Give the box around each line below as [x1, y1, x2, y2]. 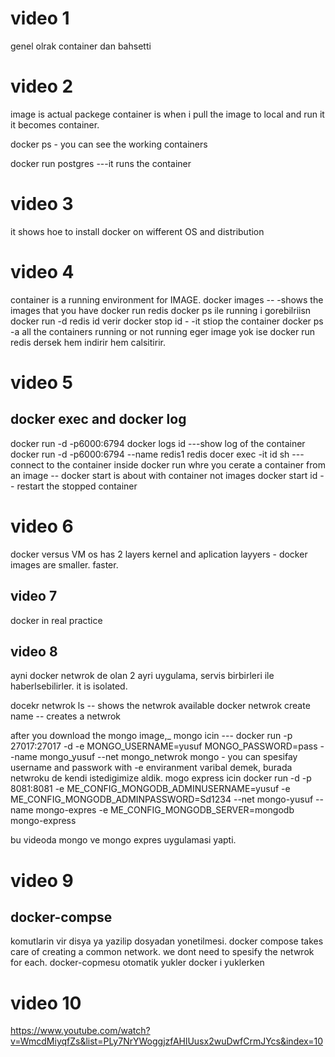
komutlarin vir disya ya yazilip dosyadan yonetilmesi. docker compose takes [10, 935, 324, 947]
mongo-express [10, 815, 77, 827]
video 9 [10, 869, 74, 892]
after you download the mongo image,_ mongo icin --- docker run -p [10, 730, 293, 742]
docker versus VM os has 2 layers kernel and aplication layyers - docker [10, 548, 308, 560]
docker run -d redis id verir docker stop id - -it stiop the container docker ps [10, 315, 324, 327]
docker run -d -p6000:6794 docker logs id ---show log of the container [10, 437, 306, 449]
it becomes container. [10, 118, 100, 131]
